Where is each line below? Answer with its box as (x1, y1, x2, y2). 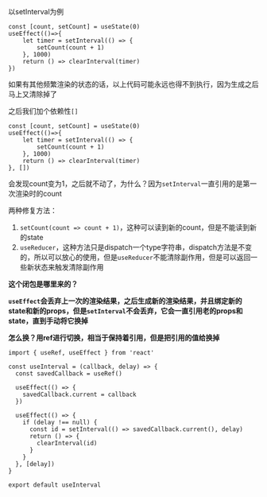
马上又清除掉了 (8, 90, 57, 99)
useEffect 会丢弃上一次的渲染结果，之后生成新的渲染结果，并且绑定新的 (8, 297, 242, 305)
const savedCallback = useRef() (15, 370, 123, 378)
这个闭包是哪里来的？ (8, 279, 78, 289)
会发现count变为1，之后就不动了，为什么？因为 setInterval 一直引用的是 (8, 179, 243, 188)
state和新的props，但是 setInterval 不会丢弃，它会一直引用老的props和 (8, 306, 244, 316)
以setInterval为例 (8, 7, 64, 16)
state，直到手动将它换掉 (8, 316, 89, 325)
